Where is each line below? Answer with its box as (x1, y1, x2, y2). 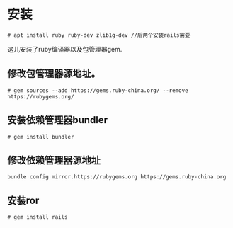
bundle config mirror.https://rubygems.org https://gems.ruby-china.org (7, 173, 227, 181)
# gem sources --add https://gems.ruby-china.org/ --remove (7, 86, 189, 94)
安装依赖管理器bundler (7, 114, 108, 126)
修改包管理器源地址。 (7, 68, 101, 80)
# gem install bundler (7, 133, 74, 140)
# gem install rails (7, 214, 69, 221)
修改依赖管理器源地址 (7, 154, 101, 166)
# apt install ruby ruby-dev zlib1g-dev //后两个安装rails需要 (7, 31, 191, 39)
